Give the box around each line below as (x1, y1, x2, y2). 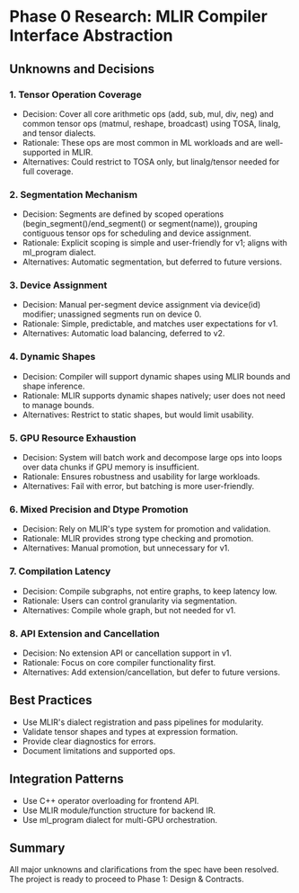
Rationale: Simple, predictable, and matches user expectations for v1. (22, 318, 278, 329)
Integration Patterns (9, 772, 124, 787)
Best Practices (9, 692, 92, 708)
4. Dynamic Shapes (9, 351, 96, 363)
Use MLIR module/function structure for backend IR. (22, 805, 215, 816)
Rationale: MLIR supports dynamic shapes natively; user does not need (22, 389, 286, 401)
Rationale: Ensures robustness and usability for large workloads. (22, 471, 260, 482)
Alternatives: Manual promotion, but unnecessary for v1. (22, 542, 231, 554)
